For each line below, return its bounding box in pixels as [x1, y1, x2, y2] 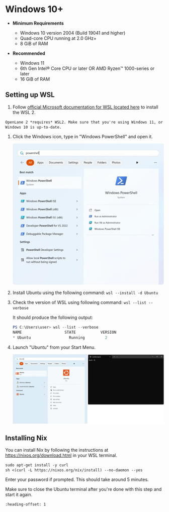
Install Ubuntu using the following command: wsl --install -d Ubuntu [12, 289, 158, 295]
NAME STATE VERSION [12, 330, 117, 335]
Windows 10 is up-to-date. [5, 125, 62, 130]
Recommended [12, 50, 45, 56]
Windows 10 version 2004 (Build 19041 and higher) [20, 30, 126, 36]
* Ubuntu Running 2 [12, 335, 108, 340]
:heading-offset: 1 [5, 502, 46, 507]
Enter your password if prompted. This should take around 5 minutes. [5, 476, 149, 483]
